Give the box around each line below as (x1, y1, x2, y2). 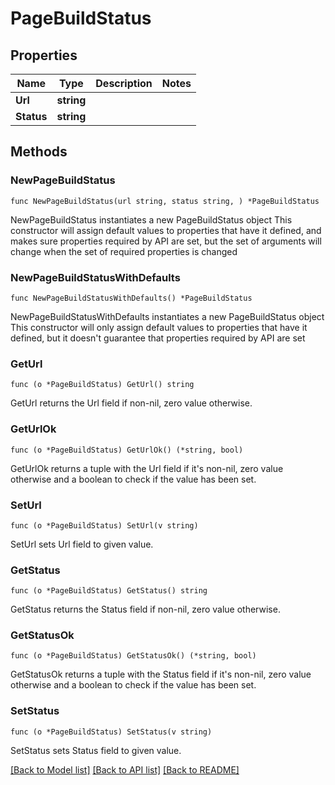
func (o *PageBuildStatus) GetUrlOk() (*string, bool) (10, 445, 244, 455)
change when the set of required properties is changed (10, 245, 238, 257)
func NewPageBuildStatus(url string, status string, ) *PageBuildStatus (10, 196, 320, 206)
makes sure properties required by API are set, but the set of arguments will (10, 235, 322, 247)
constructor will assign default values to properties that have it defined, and (10, 224, 322, 236)
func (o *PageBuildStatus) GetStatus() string (10, 586, 208, 596)
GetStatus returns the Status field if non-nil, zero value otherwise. (10, 603, 281, 616)
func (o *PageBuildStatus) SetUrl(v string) (10, 520, 199, 531)
